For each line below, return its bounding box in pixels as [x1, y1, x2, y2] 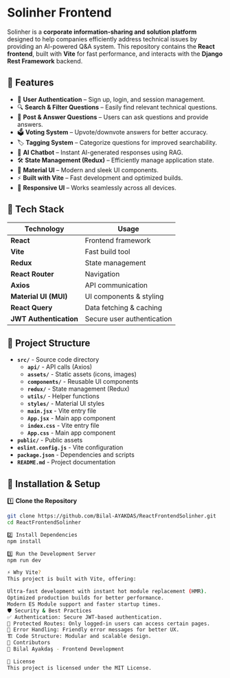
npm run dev [7, 557, 41, 564]
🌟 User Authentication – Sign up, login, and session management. [16, 95, 205, 103]
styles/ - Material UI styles [27, 400, 105, 408]
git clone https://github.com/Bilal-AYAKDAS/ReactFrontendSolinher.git [7, 513, 216, 520]
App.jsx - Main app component [27, 414, 115, 422]
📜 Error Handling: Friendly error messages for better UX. [7, 626, 180, 633]
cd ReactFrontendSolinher [7, 519, 81, 526]
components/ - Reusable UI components [27, 378, 139, 386]
